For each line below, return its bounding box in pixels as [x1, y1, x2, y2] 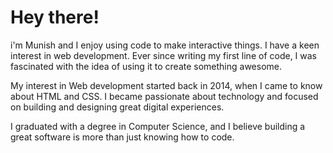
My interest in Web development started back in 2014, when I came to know [10, 79, 323, 91]
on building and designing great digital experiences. [10, 101, 225, 113]
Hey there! [10, 6, 100, 29]
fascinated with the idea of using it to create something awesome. [10, 60, 283, 72]
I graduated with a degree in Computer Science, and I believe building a [10, 120, 306, 132]
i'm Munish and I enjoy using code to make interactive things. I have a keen [10, 39, 320, 51]
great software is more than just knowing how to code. [10, 131, 235, 143]
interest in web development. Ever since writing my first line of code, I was [10, 49, 318, 61]
